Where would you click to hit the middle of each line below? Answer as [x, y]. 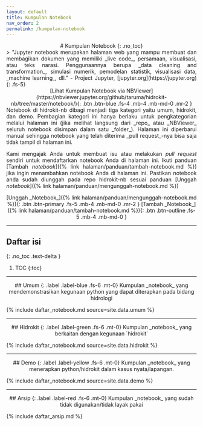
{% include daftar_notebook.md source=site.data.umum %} [81, 310]
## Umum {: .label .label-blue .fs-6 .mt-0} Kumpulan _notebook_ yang [101, 285]
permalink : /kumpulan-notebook [46, 29]
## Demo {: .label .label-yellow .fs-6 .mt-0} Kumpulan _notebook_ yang [101, 363]
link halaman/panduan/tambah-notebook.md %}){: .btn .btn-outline [102, 211]
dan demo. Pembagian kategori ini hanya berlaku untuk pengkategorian [101, 117]
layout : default [27, 12]
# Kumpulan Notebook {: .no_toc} [101, 46]
